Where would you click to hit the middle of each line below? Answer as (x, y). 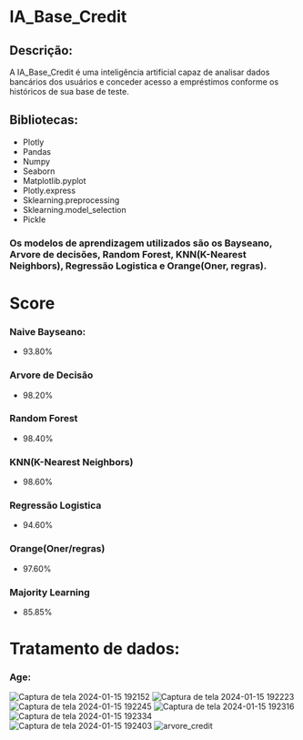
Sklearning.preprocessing (71, 200)
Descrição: (41, 51)
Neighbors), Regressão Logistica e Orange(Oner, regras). (138, 266)
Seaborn (39, 171)
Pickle (34, 219)
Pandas (37, 151)
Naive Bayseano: (48, 331)
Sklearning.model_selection (74, 209)
